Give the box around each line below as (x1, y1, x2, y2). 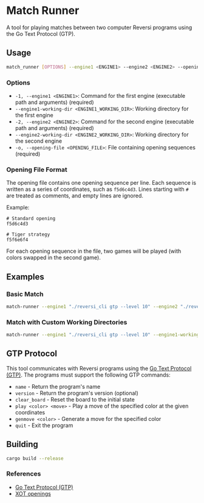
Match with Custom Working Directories (6, 318, 127, 326)
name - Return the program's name (15, 383, 101, 390)
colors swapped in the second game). (6, 254, 101, 261)
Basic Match (6, 290, 44, 298)
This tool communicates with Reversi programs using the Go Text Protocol (6, 364, 192, 372)
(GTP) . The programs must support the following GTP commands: (6, 371, 171, 378)
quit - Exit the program (15, 422, 73, 429)
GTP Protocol (6, 349, 58, 359)
